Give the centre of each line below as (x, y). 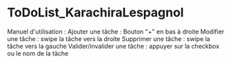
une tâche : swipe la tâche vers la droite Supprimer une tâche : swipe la (109, 38)
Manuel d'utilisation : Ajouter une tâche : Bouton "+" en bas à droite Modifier (116, 32)
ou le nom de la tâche (38, 53)
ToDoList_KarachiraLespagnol (96, 13)
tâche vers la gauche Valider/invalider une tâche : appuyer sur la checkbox (113, 46)
